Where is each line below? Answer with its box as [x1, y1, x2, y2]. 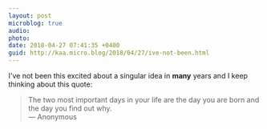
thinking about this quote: [8, 79, 93, 89]
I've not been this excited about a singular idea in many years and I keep [8, 71, 249, 80]
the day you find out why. [27, 103, 112, 113]
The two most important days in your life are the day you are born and [27, 95, 260, 104]
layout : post [8, 11, 52, 20]
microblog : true [8, 19, 63, 27]
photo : [8, 34, 30, 42]
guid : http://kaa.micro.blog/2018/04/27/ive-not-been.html [8, 49, 210, 57]
